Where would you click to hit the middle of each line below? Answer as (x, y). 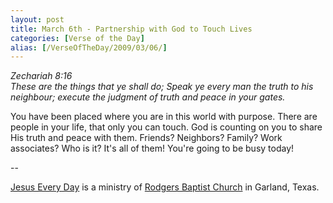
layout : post (37, 19)
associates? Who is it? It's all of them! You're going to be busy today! (152, 148)
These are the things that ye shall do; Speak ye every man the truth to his (162, 87)
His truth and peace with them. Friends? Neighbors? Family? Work (146, 138)
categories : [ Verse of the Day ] (77, 38)
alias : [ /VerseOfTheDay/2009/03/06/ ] (89, 47)
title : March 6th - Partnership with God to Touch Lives (131, 29)
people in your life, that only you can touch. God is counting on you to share (166, 127)
